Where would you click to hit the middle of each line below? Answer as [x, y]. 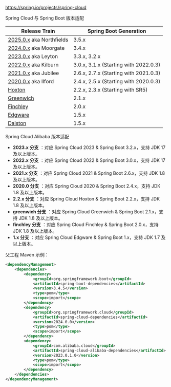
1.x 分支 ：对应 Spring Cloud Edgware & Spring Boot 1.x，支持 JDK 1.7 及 [89, 237]
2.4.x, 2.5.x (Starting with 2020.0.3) [117, 81]
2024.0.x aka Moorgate [36, 48]
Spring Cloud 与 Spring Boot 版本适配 [45, 18]
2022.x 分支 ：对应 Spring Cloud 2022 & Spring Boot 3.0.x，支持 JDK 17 [89, 160]
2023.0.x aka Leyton [33, 56]
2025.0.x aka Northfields [38, 40]
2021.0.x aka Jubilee [34, 73]
